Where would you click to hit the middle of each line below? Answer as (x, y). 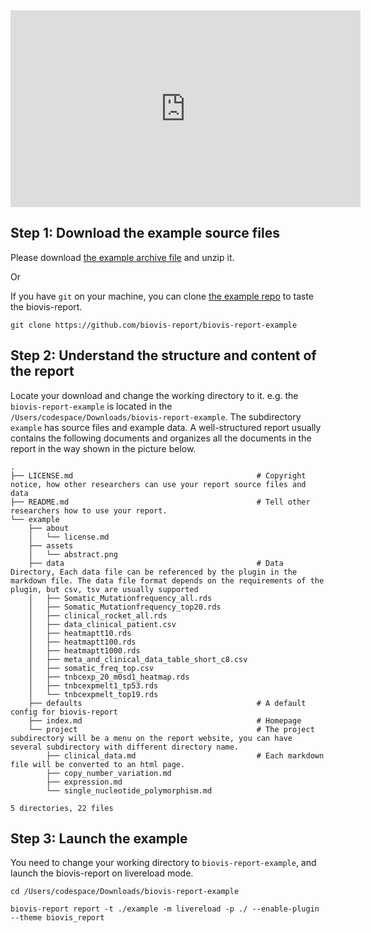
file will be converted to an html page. (98, 764)
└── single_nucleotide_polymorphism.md (129, 790)
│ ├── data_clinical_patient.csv (102, 624)
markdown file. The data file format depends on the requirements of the (167, 580)
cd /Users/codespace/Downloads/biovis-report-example (125, 892)
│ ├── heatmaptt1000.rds (84, 650)
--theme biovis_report (57, 918)
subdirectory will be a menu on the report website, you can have (151, 738)
